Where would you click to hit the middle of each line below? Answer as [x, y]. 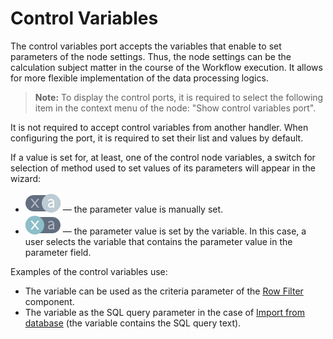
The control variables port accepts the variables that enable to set [146, 46]
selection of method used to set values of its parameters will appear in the [163, 168]
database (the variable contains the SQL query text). [133, 323]
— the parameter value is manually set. [143, 209]
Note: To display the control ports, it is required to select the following [179, 97]
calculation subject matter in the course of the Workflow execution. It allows [166, 67]
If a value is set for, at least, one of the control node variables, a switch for [163, 157]
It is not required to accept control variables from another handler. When [159, 127]
